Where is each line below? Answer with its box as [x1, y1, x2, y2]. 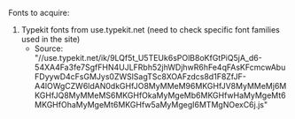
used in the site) [20, 34, 81, 44]
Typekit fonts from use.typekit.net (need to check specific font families [20, 25, 280, 34]
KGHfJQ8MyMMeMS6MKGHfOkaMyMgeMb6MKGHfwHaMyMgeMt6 [34, 90, 286, 100]
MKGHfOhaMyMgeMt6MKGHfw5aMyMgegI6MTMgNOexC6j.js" [34, 100, 268, 109]
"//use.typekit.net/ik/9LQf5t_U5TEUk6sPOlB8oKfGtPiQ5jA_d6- [34, 53, 262, 63]
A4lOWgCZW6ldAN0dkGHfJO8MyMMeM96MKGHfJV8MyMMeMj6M [34, 81, 287, 91]
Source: [34, 43, 64, 54]
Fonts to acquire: [8, 8, 70, 18]
